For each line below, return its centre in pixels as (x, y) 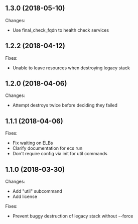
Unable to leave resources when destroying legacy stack (71, 68)
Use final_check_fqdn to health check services (61, 30)
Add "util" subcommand (37, 191)
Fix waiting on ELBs (33, 143)
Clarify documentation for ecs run (47, 148)
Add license (25, 197)
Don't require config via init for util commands (60, 154)
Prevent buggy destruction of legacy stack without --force (73, 216)
